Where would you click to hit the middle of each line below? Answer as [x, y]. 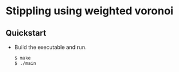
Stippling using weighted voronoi [90, 11]
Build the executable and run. [51, 47]
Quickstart [26, 33]
